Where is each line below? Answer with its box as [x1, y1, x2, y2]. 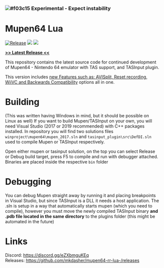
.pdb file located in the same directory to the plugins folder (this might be [5, 213, 156, 219]
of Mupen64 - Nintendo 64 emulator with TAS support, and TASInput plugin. [5, 64, 160, 70]
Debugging [5, 176, 52, 187]
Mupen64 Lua [5, 23, 63, 34]
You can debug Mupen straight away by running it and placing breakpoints [5, 192, 156, 198]
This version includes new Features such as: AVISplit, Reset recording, [5, 74, 148, 80]
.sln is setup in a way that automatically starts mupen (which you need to [5, 202, 153, 209]
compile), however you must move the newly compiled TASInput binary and [5, 208, 158, 214]
